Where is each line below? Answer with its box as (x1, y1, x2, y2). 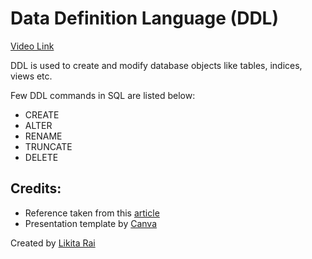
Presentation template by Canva (24, 217, 158, 229)
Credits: (10, 180, 62, 197)
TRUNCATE (24, 140, 73, 152)
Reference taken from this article (24, 207, 160, 219)
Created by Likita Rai (10, 237, 96, 249)
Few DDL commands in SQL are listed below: (10, 89, 196, 101)
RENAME (24, 130, 63, 142)
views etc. (10, 70, 53, 82)
